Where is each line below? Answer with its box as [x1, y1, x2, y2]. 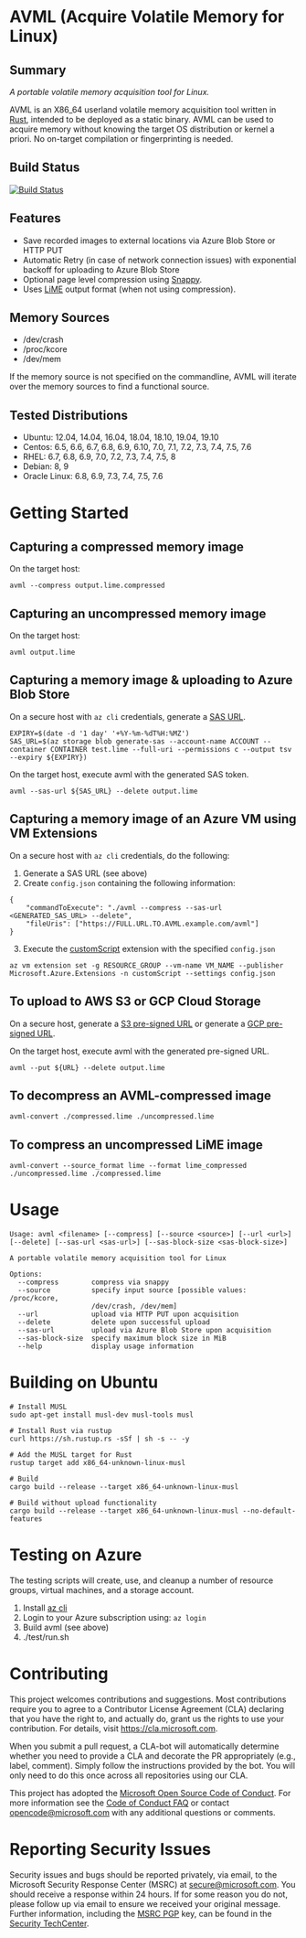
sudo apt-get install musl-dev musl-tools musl [9, 1410, 195, 1419]
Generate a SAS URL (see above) [22, 867, 148, 879]
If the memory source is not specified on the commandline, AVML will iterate [9, 371, 297, 382]
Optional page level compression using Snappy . [22, 273, 203, 284]
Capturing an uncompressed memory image [9, 605, 267, 621]
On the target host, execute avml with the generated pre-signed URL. [9, 1045, 269, 1056]
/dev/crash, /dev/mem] [90, 1301, 178, 1312]
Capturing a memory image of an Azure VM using [9, 811, 297, 827]
